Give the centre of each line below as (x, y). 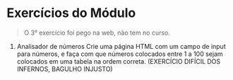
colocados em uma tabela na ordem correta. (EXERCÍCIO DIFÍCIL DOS (119, 61)
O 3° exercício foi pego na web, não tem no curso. (97, 33)
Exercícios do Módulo (71, 13)
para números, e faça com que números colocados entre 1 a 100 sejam (120, 54)
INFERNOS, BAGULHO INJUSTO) (65, 69)
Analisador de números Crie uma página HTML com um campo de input (121, 46)
